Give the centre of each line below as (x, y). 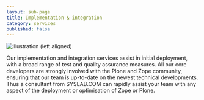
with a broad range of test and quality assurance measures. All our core (97, 65)
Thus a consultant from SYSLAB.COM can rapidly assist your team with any (101, 84)
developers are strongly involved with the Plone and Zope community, (94, 71)
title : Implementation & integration (54, 18)
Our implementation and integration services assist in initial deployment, (97, 58)
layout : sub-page (28, 12)
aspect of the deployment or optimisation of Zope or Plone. (81, 91)
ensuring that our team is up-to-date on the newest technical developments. (102, 77)
